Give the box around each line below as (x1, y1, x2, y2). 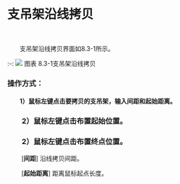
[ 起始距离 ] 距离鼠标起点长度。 (20, 169, 108, 177)
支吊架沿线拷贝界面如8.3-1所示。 (20, 44, 115, 52)
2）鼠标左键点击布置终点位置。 (21, 137, 128, 147)
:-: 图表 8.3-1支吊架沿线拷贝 (7, 59, 96, 67)
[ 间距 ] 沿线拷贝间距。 (20, 154, 84, 162)
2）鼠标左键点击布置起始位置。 (21, 116, 128, 126)
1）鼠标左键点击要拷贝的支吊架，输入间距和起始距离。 (20, 97, 177, 106)
